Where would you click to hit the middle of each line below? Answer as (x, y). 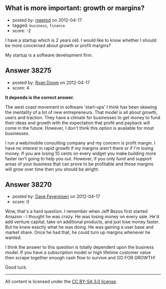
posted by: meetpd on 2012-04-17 (47, 20)
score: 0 (21, 202)
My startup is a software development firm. (49, 55)
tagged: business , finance (39, 25)
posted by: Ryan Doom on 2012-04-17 (51, 82)
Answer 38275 (28, 71)
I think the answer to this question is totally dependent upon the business (80, 247)
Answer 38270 (28, 185)
